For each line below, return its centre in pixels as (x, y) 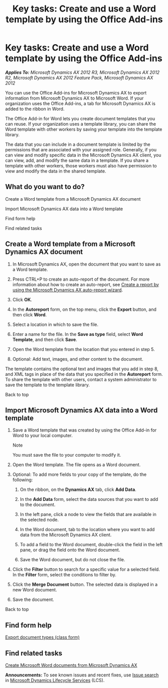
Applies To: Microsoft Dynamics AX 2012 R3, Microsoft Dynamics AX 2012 (82, 72)
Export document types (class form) (43, 637)
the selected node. (39, 520)
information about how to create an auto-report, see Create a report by (86, 284)
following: (23, 480)
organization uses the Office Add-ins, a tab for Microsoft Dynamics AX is (80, 103)
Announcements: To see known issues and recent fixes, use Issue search (82, 675)
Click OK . (22, 299)
